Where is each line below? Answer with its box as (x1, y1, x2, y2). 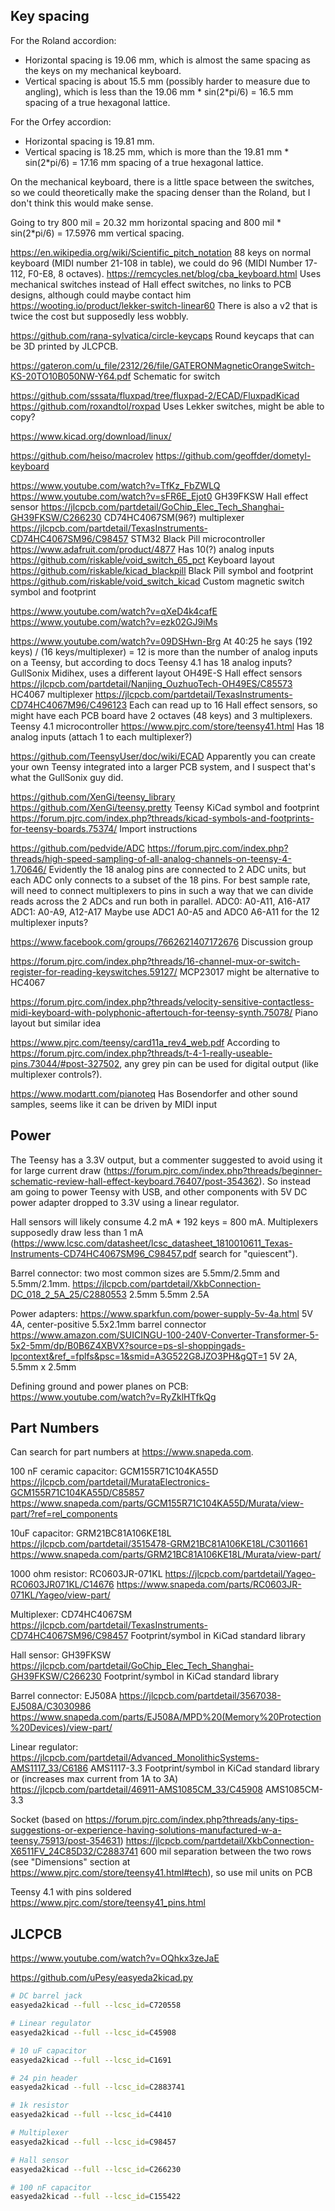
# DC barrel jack (10, 1991, 83, 2001)
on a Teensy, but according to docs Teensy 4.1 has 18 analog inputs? (10, 656, 293, 668)
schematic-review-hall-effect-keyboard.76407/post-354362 (10, 1175, 260, 1187)
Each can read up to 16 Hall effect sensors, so (129, 699, 318, 711)
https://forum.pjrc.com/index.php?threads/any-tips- (84, 1814, 299, 1826)
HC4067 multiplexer (10, 688, 93, 700)
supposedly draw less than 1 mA (10, 1226, 144, 1238)
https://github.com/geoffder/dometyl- (155, 449, 312, 461)
